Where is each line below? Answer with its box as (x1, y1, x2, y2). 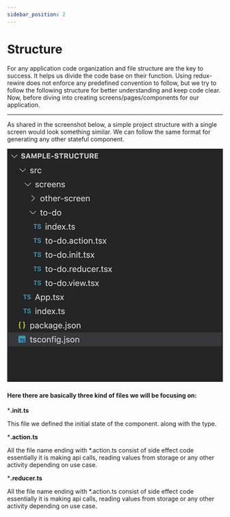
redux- (192, 71, 212, 80)
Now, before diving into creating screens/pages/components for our (7, 93, 200, 101)
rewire (7, 79, 25, 87)
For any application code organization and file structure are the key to (7, 64, 204, 72)
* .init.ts (7, 407, 29, 415)
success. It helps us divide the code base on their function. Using (7, 71, 192, 80)
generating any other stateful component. (7, 134, 125, 143)
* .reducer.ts (7, 474, 42, 483)
